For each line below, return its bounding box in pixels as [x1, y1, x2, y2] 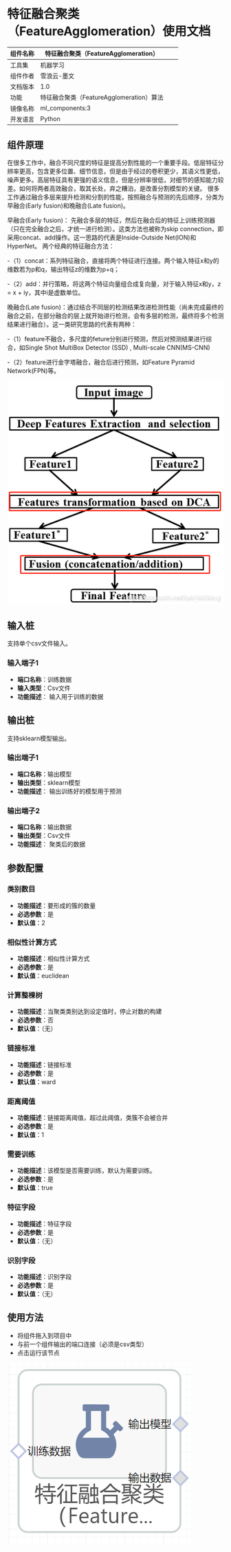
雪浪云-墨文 [40, 72, 75, 80]
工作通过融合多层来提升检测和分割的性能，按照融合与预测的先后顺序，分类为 [7, 193, 224, 202]
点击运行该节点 [16, 1348, 60, 1357]
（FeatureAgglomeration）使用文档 [7, 23, 211, 39]
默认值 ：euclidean [16, 971, 70, 980]
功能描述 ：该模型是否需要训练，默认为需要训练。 [16, 1167, 156, 1175]
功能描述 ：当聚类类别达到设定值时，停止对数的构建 [16, 1007, 162, 1015]
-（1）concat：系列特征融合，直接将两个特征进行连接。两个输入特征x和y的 [7, 257, 219, 265]
